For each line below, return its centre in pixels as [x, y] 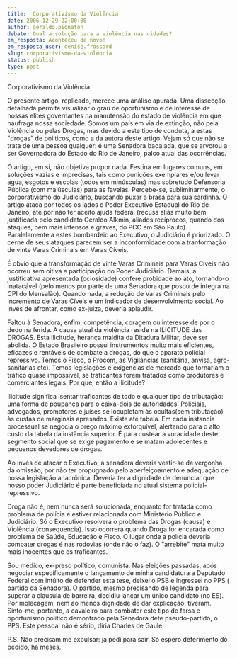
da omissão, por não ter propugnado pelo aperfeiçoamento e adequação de [118, 470]
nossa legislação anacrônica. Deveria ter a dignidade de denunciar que [111, 477]
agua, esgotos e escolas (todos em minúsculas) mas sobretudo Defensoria [116, 182]
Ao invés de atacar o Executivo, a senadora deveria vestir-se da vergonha [115, 463]
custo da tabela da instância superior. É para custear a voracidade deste [113, 433]
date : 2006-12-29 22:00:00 [47, 21]
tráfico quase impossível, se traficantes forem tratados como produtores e [116, 375]
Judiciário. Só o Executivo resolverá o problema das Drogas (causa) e [109, 521]
